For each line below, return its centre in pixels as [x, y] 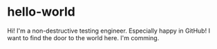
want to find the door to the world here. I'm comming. [83, 37]
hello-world [41, 12]
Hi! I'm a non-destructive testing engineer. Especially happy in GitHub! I [109, 31]
